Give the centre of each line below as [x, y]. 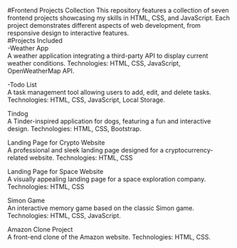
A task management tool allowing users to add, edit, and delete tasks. [109, 92]
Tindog [18, 114]
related [18, 157]
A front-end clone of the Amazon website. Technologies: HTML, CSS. [109, 237]
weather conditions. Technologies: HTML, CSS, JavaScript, [94, 63]
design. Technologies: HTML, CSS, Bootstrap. [74, 129]
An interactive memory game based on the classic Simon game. [101, 208]
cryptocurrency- [189, 150]
